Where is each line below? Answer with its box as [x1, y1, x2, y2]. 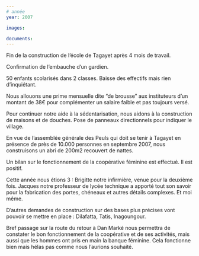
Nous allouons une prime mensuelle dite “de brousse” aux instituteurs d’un [6, 92, 188, 100]
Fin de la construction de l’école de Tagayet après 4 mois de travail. [6, 52, 171, 59]
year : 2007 [6, 14, 33, 20]
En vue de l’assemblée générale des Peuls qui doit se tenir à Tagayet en [6, 135, 181, 142]
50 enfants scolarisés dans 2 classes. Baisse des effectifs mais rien [6, 75, 171, 82]
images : [6, 25, 25, 31]
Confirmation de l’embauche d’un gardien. [6, 63, 109, 71]
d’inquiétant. [6, 81, 37, 88]
